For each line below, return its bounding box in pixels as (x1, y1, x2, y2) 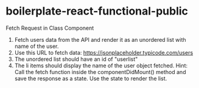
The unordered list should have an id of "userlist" (14, 55, 138, 63)
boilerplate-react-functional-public (5, 4, 189, 18)
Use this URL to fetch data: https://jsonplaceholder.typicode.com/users (14, 49, 194, 56)
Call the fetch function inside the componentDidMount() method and (14, 68, 186, 75)
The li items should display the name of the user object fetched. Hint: (14, 62, 188, 69)
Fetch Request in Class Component (5, 24, 94, 32)
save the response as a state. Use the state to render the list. (14, 75, 167, 82)
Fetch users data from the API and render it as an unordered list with (14, 36, 186, 43)
